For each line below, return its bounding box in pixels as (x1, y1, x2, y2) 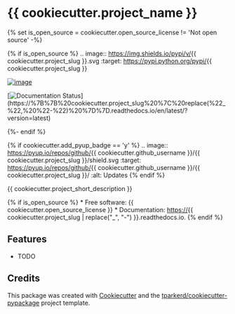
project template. (41, 299, 90, 307)
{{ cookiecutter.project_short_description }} (7, 184, 133, 192)
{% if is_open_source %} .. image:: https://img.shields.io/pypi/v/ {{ (7, 49, 196, 58)
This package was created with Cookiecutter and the (7, 291, 161, 299)
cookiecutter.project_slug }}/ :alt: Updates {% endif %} (7, 171, 166, 179)
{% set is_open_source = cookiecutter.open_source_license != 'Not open (7, 28, 217, 37)
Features (7, 233, 47, 245)
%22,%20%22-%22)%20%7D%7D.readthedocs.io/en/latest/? (7, 106, 188, 115)
